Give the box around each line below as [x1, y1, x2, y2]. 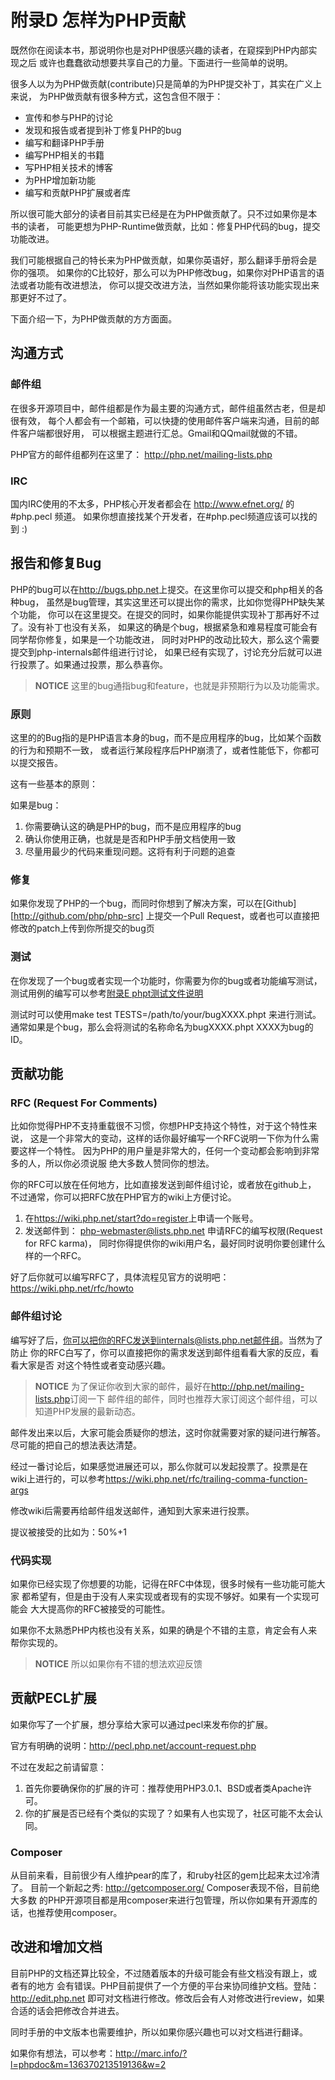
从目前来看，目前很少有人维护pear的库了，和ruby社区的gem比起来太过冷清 [10, 1869, 320, 1881]
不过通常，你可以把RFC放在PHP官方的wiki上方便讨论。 [10, 1191, 237, 1203]
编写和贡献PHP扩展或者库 [24, 186, 132, 198]
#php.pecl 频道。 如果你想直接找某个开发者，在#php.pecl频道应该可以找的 [10, 510, 318, 522]
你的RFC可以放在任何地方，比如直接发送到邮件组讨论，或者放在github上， [10, 1179, 317, 1191]
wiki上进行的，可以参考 [10, 1472, 106, 1485]
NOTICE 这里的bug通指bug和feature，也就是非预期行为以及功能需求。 [34, 679, 325, 691]
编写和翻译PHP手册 [24, 136, 105, 148]
